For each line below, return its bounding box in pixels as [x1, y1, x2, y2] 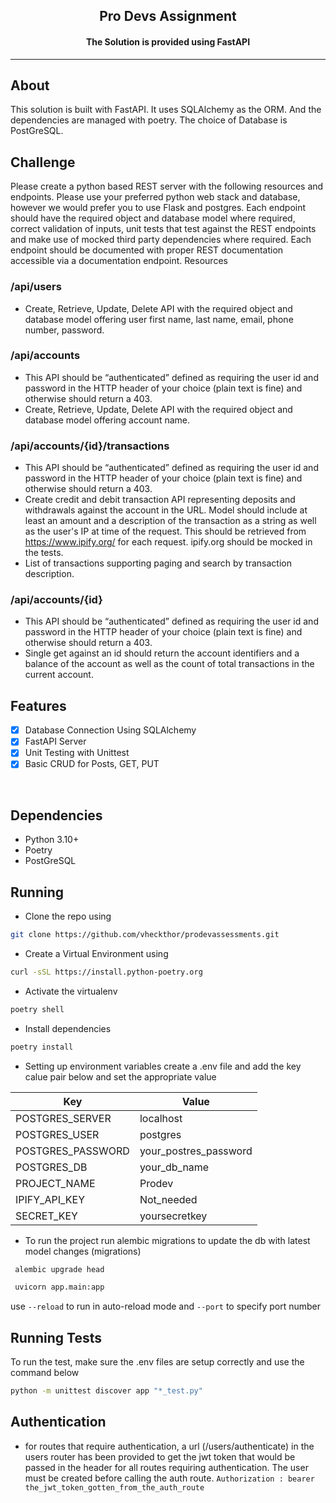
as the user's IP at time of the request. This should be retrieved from [24, 525, 307, 538]
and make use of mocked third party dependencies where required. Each [10, 234, 312, 246]
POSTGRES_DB [15, 1160, 88, 1174]
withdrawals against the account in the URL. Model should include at [24, 504, 308, 516]
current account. [24, 669, 94, 681]
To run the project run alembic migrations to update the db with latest [24, 1234, 311, 1246]
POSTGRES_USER [15, 1127, 100, 1141]
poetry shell [10, 1004, 65, 1014]
